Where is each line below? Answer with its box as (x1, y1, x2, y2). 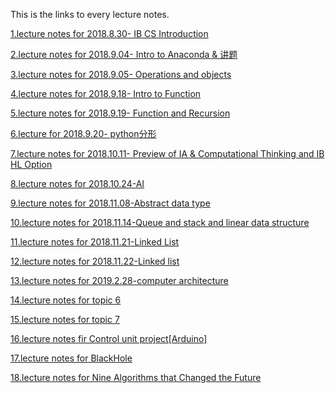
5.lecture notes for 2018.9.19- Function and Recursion (10, 107, 231, 119)
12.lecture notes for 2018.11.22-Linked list (10, 255, 180, 267)
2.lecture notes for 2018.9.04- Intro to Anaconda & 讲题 (10, 49, 238, 60)
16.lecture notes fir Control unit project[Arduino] (10, 333, 208, 344)
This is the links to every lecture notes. (10, 9, 170, 20)
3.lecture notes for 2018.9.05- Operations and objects (10, 69, 232, 80)
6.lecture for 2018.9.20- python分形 (10, 128, 157, 139)
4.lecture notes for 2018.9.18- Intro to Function (10, 88, 202, 99)
